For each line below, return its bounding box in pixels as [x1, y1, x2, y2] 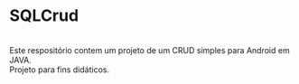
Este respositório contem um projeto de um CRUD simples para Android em [9, 44, 291, 55]
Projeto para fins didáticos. [9, 64, 110, 75]
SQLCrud [9, 5, 79, 26]
